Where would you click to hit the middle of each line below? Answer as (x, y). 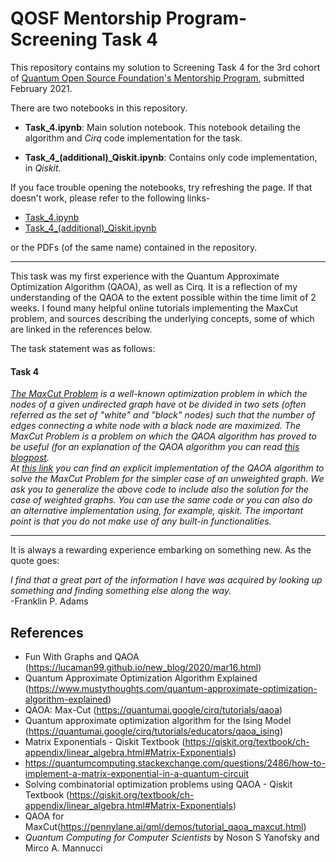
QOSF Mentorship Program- (129, 18)
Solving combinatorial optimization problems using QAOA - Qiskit (158, 784)
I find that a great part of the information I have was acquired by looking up (166, 580)
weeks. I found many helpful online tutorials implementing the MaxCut (154, 308)
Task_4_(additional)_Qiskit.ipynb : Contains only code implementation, (171, 157)
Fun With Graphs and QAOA (82, 656)
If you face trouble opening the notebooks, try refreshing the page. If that (161, 187)
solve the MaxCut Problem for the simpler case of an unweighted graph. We (167, 479)
